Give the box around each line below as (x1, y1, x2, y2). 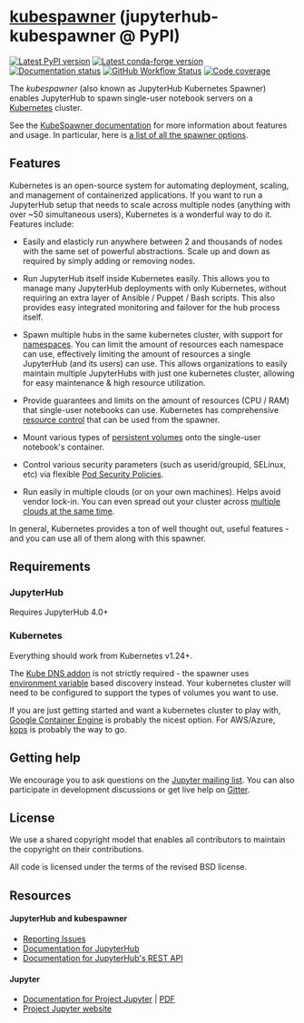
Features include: (9, 218, 74, 229)
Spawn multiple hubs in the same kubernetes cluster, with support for (22, 329, 283, 339)
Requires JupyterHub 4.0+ (9, 606, 109, 618)
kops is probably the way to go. (9, 723, 127, 734)
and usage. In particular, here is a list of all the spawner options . (9, 129, 249, 140)
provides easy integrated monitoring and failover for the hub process (22, 301, 280, 312)
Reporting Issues (22, 933, 86, 944)
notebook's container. (22, 441, 105, 452)
